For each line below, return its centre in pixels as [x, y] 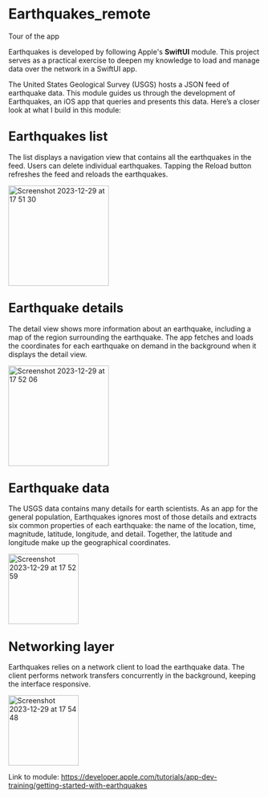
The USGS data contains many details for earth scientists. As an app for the [133, 509]
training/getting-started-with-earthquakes [78, 786]
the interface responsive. [50, 684]
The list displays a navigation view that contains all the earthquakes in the [130, 157]
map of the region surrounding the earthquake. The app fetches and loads [131, 337]
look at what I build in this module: [65, 110]
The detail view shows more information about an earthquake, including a [130, 328]
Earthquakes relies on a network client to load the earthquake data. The [126, 667]
